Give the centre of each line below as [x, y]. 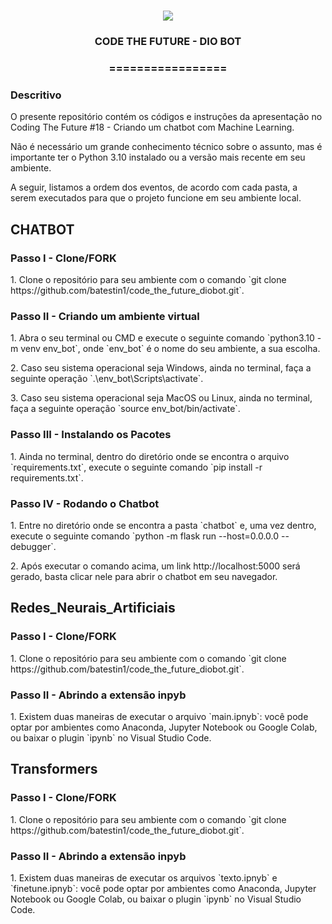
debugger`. [33, 546]
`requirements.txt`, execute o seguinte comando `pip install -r [136, 467]
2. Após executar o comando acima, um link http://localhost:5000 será [155, 566]
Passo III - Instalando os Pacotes [91, 435]
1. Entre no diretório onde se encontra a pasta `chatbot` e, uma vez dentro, [163, 525]
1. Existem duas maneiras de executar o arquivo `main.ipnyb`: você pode [159, 716]
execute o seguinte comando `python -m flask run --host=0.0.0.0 [145, 536]
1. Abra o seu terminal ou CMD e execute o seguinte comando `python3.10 [162, 338]
